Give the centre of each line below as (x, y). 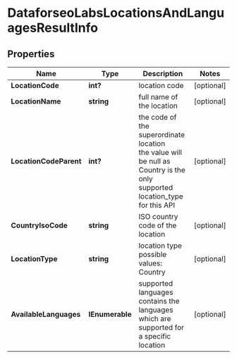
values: (151, 263)
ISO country (158, 216)
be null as (154, 161)
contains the (159, 301)
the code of (158, 117)
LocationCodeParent (46, 161)
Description (163, 74)
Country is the (162, 170)
